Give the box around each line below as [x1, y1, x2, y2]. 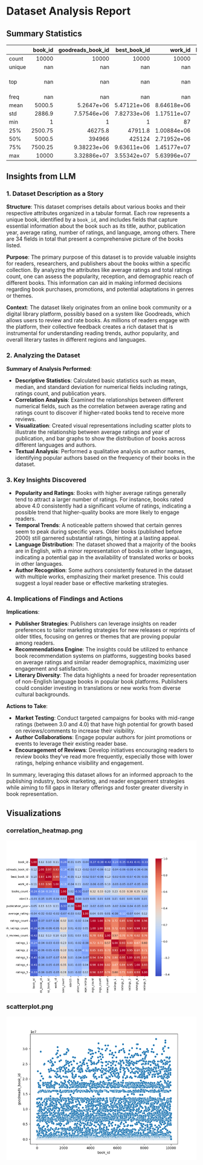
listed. [6, 242, 22, 249]
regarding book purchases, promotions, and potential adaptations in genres [6, 286, 195, 293]
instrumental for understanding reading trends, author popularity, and [6, 330, 179, 337]
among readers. [14, 639, 55, 646]
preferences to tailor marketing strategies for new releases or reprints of [14, 626, 195, 634]
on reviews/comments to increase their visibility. [14, 727, 136, 734]
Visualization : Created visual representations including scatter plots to [14, 422, 192, 429]
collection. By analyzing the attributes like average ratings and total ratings [6, 267, 192, 274]
